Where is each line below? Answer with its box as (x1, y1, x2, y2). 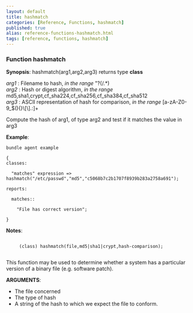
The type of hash (14, 294, 56, 301)
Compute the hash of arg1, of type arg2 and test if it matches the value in (6, 116, 182, 123)
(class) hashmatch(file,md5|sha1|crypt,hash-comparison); (19, 244, 164, 250)
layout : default (6, 8, 46, 15)
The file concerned (14, 288, 61, 295)
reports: (6, 186, 27, 192)
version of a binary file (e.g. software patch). (6, 265, 114, 273)
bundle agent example (6, 145, 59, 151)
